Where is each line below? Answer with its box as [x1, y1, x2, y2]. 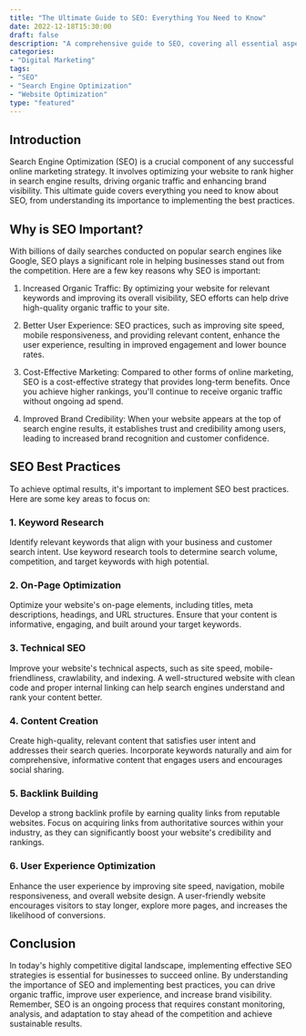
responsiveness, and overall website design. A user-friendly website [9, 890, 266, 901]
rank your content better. [9, 691, 103, 703]
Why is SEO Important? [9, 221, 144, 237]
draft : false [9, 30, 59, 39]
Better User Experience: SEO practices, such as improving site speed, [22, 320, 285, 330]
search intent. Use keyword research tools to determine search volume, [9, 547, 278, 558]
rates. [22, 349, 45, 360]
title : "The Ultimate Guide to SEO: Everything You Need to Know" [9, 13, 267, 23]
